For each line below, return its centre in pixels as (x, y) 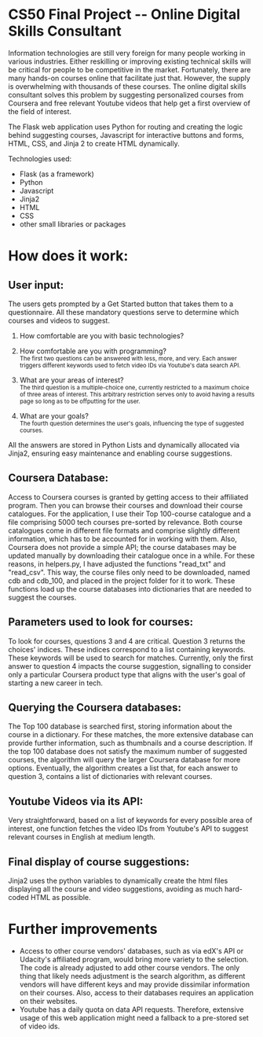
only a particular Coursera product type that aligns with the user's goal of (127, 674)
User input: (36, 285)
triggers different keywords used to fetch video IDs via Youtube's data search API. (130, 365)
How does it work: (68, 256)
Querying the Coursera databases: (95, 707)
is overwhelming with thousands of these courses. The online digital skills (127, 86)
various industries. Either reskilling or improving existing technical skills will (130, 61)
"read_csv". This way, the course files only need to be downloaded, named (129, 572)
